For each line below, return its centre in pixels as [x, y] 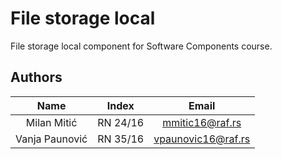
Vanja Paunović [51, 139]
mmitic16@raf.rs [202, 122]
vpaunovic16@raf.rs [202, 139]
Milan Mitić [51, 122]
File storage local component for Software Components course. [141, 46]
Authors [36, 77]
